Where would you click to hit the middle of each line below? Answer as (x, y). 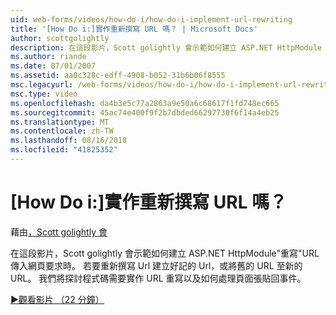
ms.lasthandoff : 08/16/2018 (69, 141)
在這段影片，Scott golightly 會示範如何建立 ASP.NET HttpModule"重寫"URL (165, 253)
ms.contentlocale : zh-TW (62, 131)
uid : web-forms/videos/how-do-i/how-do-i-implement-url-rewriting (151, 19)
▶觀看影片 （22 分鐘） (57, 299)
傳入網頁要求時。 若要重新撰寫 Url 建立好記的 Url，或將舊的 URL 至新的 (156, 265)
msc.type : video (44, 94)
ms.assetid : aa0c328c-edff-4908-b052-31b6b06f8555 (118, 76)
